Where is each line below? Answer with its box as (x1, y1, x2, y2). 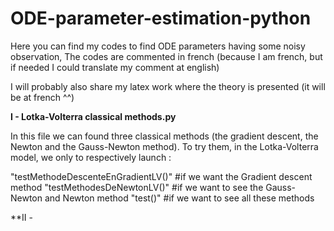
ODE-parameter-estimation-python (10, 7, 312, 30)
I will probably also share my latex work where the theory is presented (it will (10, 80, 326, 92)
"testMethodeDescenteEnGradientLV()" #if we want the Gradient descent (10, 170, 313, 182)
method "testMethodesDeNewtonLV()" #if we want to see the (10, 181, 264, 193)
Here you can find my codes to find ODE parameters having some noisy (10, 40, 306, 52)
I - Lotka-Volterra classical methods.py (10, 110, 177, 122)
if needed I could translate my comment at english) (10, 61, 220, 73)
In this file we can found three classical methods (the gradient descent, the (10, 130, 319, 142)
